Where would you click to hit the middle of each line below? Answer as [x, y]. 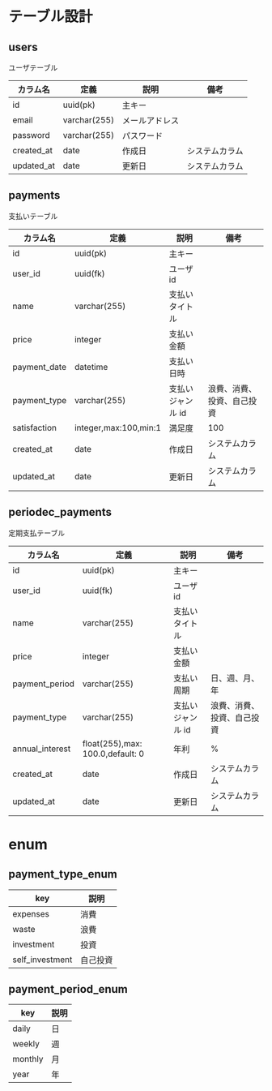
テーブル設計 [51, 17]
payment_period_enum [68, 989]
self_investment [42, 960]
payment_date [40, 367]
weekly [26, 1044]
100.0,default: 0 [113, 754]
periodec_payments [60, 512]
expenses [31, 913]
